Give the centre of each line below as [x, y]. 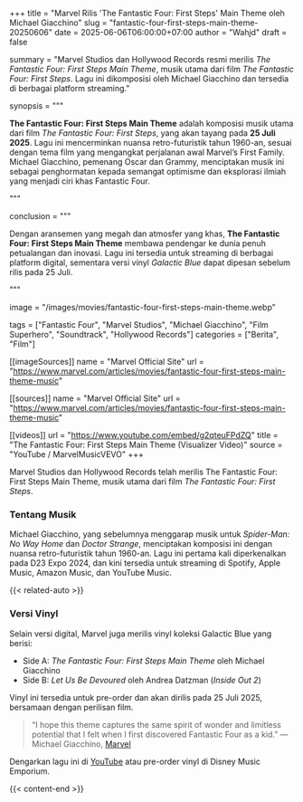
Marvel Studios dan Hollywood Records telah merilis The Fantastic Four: [143, 472]
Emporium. [30, 771]
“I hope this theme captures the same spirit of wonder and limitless [156, 724]
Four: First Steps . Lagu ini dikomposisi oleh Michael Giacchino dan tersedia [149, 79]
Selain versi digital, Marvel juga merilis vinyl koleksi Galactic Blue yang [141, 634]
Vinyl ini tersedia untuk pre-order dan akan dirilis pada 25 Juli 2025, [136, 697]
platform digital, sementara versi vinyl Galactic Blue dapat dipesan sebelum [150, 263]
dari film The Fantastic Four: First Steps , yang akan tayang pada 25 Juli [142, 133]
